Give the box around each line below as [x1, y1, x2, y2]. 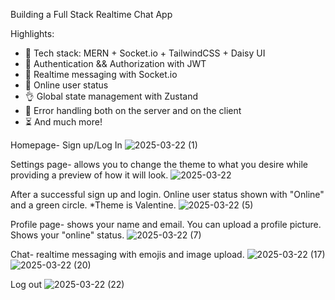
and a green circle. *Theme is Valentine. [10, 199, 177, 211]
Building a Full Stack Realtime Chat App [10, 9, 173, 20]
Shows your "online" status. [10, 229, 125, 241]
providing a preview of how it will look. [10, 169, 169, 181]
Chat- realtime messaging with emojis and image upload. [10, 249, 245, 260]
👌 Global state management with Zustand [24, 90, 198, 102]
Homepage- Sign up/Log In [10, 139, 123, 151]
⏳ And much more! [24, 116, 103, 128]
